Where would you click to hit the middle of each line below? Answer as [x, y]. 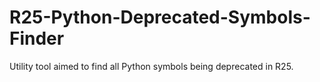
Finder [37, 38]
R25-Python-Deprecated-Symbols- [160, 17]
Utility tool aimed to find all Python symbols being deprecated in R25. [151, 66]
